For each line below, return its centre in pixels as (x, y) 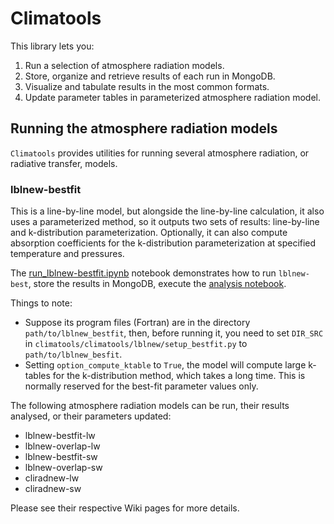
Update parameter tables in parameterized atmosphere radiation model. (172, 97)
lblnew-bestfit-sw (61, 457)
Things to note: (41, 303)
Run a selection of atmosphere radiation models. (124, 65)
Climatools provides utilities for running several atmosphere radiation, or (160, 153)
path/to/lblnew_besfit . (73, 354)
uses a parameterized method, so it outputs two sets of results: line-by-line (165, 222)
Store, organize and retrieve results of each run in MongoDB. (150, 76)
